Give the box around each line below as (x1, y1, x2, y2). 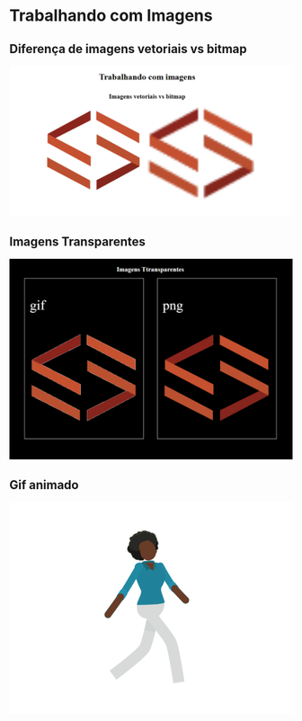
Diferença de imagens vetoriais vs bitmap (9, 41, 247, 57)
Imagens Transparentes (9, 235, 146, 250)
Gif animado (9, 477, 79, 493)
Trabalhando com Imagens (9, 5, 213, 26)
